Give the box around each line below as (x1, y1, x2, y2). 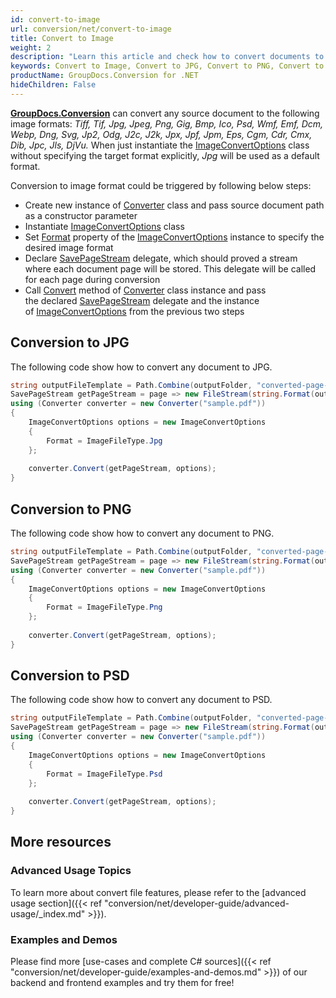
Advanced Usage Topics (10, 864, 132, 878)
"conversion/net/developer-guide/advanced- (104, 897, 290, 909)
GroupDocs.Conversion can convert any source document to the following (10, 107, 320, 119)
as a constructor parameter (24, 209, 138, 221)
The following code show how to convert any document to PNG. (10, 527, 275, 539)
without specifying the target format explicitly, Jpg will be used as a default (10, 149, 320, 161)
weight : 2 (10, 42, 52, 53)
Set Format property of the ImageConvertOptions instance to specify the (24, 231, 325, 243)
